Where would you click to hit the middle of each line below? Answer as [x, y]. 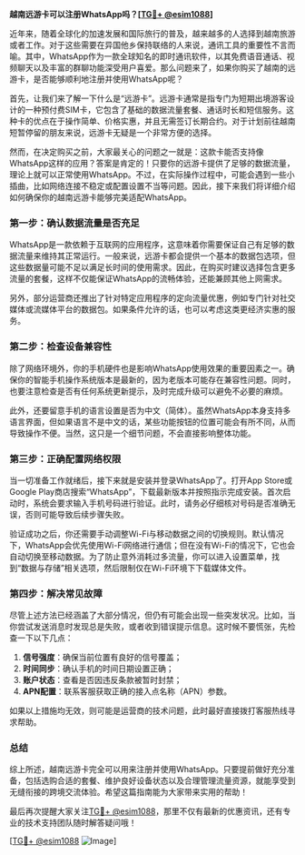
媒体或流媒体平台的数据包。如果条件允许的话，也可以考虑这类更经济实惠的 [148, 309]
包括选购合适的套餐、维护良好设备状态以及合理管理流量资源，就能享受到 [160, 780]
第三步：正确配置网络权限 [65, 458]
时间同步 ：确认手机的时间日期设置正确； [98, 669]
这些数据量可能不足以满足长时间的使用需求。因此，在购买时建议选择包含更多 [152, 267]
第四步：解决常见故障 [56, 593]
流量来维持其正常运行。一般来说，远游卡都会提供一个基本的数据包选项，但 [156, 256]
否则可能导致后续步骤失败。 [77, 514]
